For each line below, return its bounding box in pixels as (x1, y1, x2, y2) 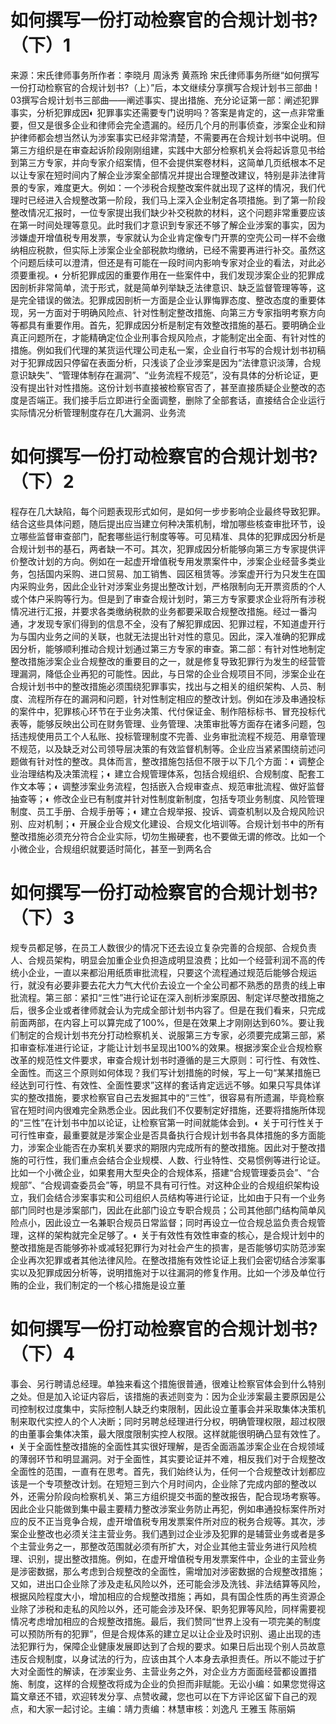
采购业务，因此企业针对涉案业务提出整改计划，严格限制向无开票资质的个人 (18, 580, 326, 592)
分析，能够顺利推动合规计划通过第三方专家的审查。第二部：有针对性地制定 (18, 642, 326, 655)
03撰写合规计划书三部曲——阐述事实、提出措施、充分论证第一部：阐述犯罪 (10, 94, 320, 106)
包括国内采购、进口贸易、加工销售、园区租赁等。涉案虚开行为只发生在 (27, 567, 317, 580)
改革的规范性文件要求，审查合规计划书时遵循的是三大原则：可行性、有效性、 (10, 1054, 326, 1066)
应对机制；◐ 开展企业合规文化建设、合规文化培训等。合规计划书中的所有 (27, 817, 325, 830)
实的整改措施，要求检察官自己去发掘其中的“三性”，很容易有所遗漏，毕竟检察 (10, 1091, 325, 1103)
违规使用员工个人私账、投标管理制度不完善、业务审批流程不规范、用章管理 (18, 730, 326, 742)
